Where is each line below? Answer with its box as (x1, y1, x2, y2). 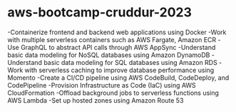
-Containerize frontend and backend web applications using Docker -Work (7, 28, 227, 36)
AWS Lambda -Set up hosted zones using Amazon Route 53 (7, 96, 184, 104)
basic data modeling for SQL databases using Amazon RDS (43, 58, 217, 66)
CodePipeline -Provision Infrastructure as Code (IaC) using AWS (7, 81, 196, 89)
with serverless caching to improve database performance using (24, 66, 215, 74)
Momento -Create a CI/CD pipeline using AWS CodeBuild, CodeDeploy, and (7, 73, 230, 82)
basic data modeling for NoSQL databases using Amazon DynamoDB (7, 51, 210, 59)
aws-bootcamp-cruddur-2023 (7, 4, 193, 21)
